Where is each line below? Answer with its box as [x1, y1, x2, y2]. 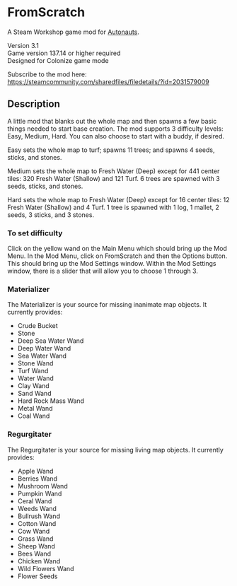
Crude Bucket [17, 322, 58, 330]
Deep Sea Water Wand [17, 336, 84, 345]
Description [7, 98, 60, 110]
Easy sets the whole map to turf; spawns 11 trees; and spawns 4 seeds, [7, 146, 215, 154]
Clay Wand [17, 382, 50, 390]
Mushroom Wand [17, 481, 69, 490]
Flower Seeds [17, 572, 58, 580]
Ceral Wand [17, 496, 52, 505]
